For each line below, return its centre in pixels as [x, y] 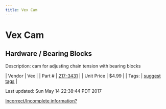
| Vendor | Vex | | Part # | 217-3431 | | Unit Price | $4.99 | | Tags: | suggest [83, 76]
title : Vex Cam [21, 10]
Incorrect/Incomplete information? [41, 101]
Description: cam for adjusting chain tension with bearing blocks [73, 66]
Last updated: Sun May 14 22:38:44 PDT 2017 [54, 91]
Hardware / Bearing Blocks [49, 54]
